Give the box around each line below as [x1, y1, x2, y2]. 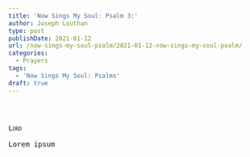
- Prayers [15, 57, 48, 65]
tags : [8, 64, 27, 72]
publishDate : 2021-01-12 [8, 34, 92, 43]
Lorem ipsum [8, 139, 55, 149]
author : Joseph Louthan [8, 19, 88, 27]
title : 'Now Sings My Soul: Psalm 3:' [8, 11, 138, 20]
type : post [8, 27, 45, 35]
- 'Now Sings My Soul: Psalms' [15, 72, 121, 80]
